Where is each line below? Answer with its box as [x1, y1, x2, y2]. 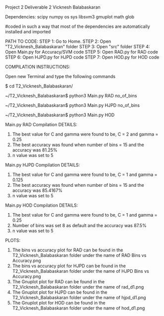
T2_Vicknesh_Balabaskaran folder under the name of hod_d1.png [12, 305, 145, 311]
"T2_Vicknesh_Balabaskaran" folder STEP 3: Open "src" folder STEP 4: [5, 44, 150, 49]
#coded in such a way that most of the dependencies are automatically [5, 23, 150, 29]
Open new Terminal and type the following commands [5, 74, 115, 79]
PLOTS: [5, 237, 21, 243]
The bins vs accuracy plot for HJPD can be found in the [12, 263, 126, 269]
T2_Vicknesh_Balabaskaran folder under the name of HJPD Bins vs [12, 268, 150, 274]
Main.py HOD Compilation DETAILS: [5, 202, 78, 208]
